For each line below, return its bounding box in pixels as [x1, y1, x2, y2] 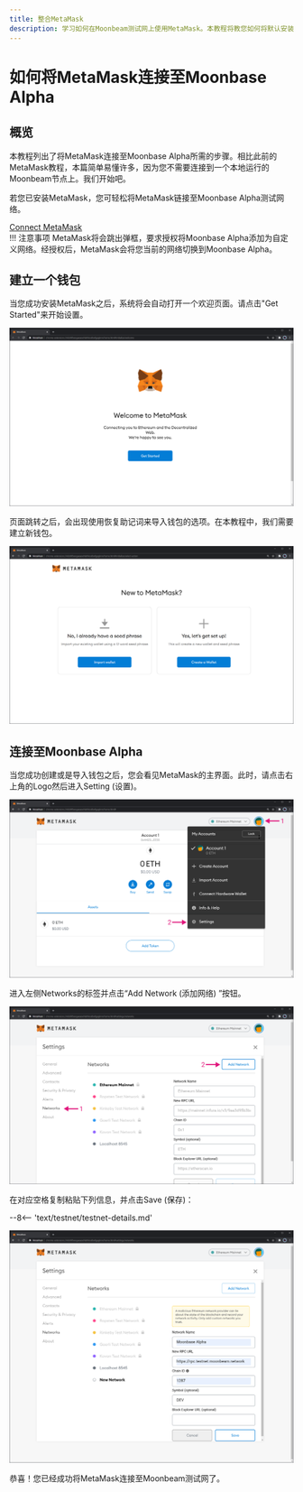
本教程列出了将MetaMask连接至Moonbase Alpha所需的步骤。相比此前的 [9, 150, 278, 162]
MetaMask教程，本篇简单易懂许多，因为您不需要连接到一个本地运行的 [9, 162, 270, 172]
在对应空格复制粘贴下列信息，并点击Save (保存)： [9, 1194, 194, 1205]
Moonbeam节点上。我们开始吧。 [9, 172, 131, 184]
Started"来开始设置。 [9, 310, 88, 320]
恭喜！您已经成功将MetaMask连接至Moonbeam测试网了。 [9, 1473, 225, 1484]
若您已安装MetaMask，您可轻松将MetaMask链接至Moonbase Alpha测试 [9, 192, 277, 203]
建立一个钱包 [9, 272, 81, 288]
